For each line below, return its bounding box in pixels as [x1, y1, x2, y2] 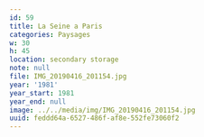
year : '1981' [9, 80, 59, 89]
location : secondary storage [9, 55, 119, 64]
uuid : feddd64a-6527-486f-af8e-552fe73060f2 [9, 114, 180, 123]
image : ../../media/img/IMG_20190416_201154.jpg [9, 105, 196, 114]
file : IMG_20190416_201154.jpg [9, 72, 127, 81]
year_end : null [9, 96, 67, 106]
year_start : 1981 [9, 88, 75, 97]
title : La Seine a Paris [9, 22, 103, 31]
